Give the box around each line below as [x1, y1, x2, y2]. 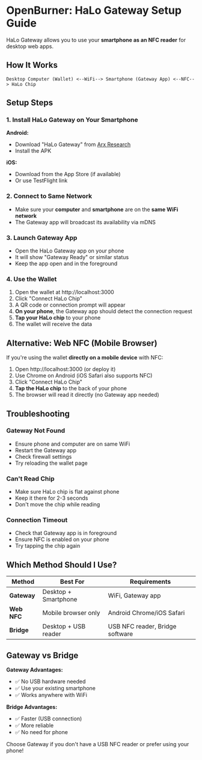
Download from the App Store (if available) [14, 171, 121, 178]
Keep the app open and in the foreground [14, 260, 118, 268]
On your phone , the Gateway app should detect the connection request [14, 308, 192, 315]
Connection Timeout [6, 516, 68, 524]
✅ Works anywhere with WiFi [14, 691, 87, 699]
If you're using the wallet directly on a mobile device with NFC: [6, 354, 164, 361]
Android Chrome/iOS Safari [108, 608, 185, 617]
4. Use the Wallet [6, 275, 57, 283]
